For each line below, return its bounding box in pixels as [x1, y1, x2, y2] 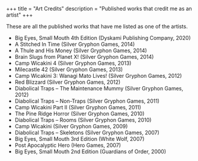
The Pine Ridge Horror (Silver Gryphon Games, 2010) [14, 110, 145, 117]
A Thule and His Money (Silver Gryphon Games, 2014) [14, 47, 147, 54]
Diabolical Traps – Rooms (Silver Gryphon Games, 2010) [14, 116, 152, 124]
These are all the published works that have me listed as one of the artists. [6, 23, 188, 30]
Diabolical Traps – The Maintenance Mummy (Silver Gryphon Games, [14, 85, 184, 91]
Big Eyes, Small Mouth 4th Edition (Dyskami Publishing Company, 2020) [14, 34, 191, 41]
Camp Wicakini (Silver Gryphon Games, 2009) [14, 123, 128, 130]
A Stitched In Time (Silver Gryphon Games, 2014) [14, 41, 135, 48]
